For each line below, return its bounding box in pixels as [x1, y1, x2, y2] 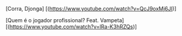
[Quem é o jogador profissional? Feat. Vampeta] [5, 17, 124, 23]
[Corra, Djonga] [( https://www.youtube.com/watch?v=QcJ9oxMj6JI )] [5, 5, 177, 12]
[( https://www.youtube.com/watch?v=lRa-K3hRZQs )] [5, 23, 138, 30]
